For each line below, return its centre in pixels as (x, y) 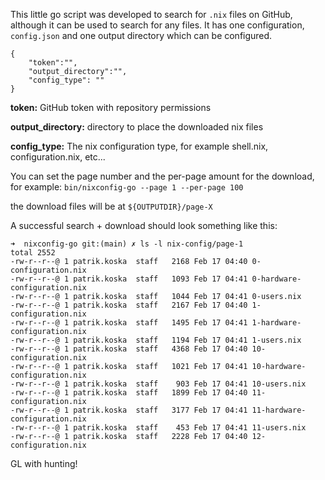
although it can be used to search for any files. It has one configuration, (157, 25)
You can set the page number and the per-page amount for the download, (162, 176)
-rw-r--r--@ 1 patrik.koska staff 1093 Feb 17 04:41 (129, 279)
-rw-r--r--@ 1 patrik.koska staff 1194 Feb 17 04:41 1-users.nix (156, 340)
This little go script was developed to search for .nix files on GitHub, (151, 14)
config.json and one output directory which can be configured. (141, 35)
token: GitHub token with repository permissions (111, 107)
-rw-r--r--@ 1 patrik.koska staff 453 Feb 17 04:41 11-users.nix (158, 428)
